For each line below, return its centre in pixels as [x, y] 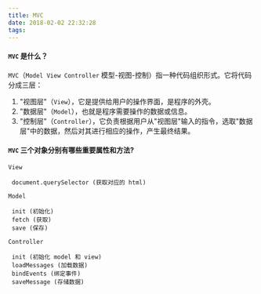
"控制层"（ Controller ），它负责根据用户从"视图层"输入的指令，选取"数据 [136, 121]
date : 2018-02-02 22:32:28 [52, 23]
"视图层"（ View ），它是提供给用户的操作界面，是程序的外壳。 [117, 101]
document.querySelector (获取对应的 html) [79, 182]
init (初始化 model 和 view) [56, 257]
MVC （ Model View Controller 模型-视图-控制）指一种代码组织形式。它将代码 [130, 74]
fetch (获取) [32, 220]
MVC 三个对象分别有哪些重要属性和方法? [71, 151]
